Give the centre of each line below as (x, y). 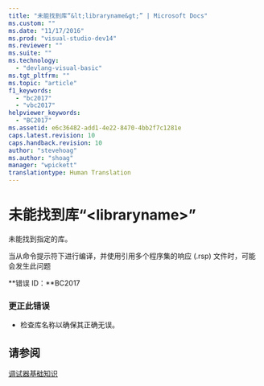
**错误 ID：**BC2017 (44, 283)
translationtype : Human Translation (70, 173)
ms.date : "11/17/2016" (46, 31)
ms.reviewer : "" (35, 46)
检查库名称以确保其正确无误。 (69, 325)
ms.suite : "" (30, 53)
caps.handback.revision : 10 (56, 143)
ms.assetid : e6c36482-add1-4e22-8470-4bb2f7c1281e (95, 128)
